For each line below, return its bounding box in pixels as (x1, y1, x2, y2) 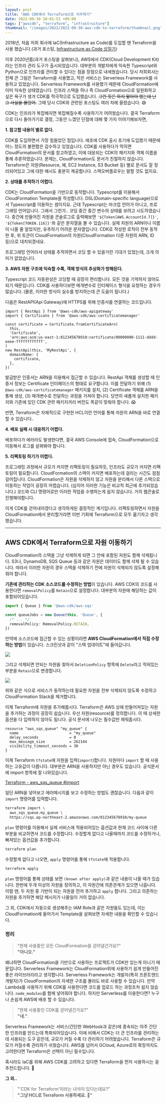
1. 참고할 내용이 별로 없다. (5, 127, 54, 133)
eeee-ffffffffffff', (5, 339, 48, 344)
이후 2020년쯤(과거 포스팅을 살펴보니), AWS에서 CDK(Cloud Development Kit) (5, 56, 160, 62)
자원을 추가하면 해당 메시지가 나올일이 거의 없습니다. (5, 894, 105, 900)
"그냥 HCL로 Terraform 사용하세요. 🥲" (17, 1092, 93, 1098)
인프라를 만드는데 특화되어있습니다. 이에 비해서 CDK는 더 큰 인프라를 (10, 1029, 142, 1035)
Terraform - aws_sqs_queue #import (5, 779, 80, 785)
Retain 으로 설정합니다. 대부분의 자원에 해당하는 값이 (56, 587, 157, 593)
